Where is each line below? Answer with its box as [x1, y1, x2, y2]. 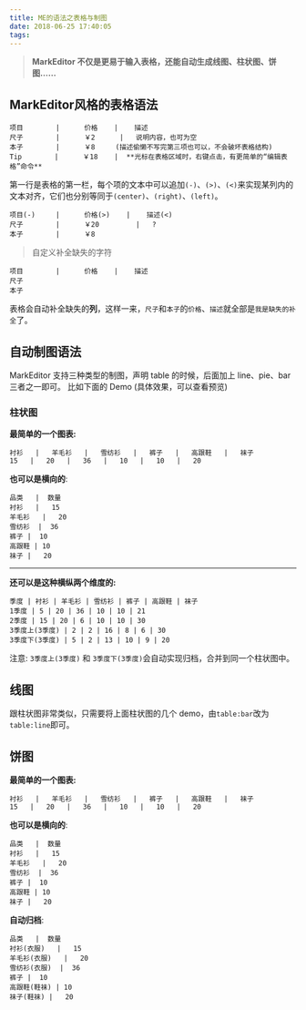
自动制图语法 [9, 343, 82, 360]
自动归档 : [9, 914, 45, 925]
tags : [9, 30, 30, 39]
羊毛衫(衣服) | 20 [9, 954, 89, 963]
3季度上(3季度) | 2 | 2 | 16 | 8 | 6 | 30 [9, 626, 167, 636]
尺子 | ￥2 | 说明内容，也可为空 [9, 133, 198, 142]
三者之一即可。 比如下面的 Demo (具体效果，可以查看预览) [9, 382, 228, 392]
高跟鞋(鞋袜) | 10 [9, 983, 73, 992]
